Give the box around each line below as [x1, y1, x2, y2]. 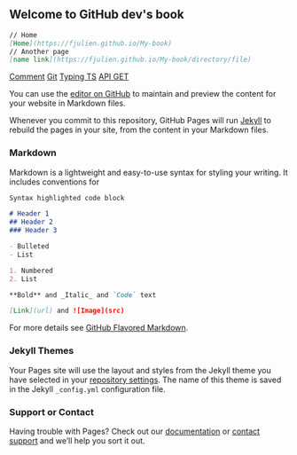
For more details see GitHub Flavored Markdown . [9, 323, 189, 333]
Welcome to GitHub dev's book [9, 7, 184, 22]
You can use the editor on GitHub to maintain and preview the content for [9, 89, 277, 99]
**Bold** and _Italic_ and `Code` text [9, 290, 157, 300]
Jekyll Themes [9, 345, 74, 357]
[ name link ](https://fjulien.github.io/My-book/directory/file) [9, 55, 252, 65]
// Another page [9, 47, 69, 56]
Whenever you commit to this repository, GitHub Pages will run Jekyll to [9, 115, 272, 126]
